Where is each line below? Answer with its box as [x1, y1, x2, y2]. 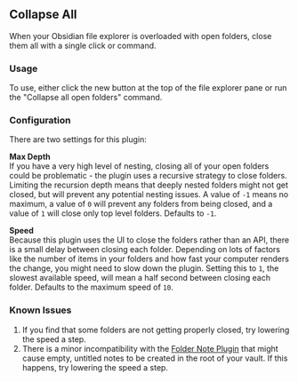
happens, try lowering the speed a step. [21, 362, 169, 372]
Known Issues [9, 304, 72, 316]
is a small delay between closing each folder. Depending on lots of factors [9, 244, 281, 255]
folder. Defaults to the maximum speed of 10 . [9, 282, 173, 292]
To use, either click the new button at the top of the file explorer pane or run [9, 83, 287, 93]
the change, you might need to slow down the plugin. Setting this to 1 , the [9, 263, 279, 274]
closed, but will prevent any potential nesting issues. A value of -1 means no [9, 189, 289, 200]
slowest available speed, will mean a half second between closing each [9, 273, 271, 283]
